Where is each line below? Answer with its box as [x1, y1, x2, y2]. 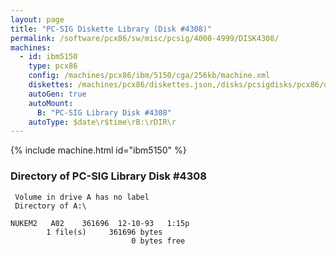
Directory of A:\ [14, 201, 87, 211]
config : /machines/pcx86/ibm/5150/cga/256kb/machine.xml [28, 71, 271, 81]
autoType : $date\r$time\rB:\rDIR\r [28, 117, 177, 127]
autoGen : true [28, 89, 87, 99]
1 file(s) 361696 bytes [46, 227, 163, 237]
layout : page [10, 14, 65, 25]
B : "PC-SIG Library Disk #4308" [36, 107, 172, 118]
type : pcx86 [28, 61, 78, 71]
